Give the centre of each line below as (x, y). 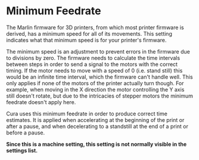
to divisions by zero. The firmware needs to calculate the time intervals (93, 58)
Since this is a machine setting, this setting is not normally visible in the (97, 144)
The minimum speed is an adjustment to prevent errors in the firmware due (98, 51)
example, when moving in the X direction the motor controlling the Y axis (95, 89)
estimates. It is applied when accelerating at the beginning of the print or (95, 120)
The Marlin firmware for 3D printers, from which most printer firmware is (95, 27)
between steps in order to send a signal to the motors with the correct (92, 64)
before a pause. (26, 133)
